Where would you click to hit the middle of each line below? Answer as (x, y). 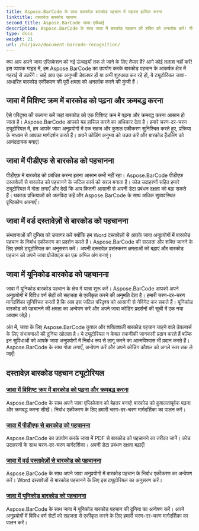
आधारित (14, 81)
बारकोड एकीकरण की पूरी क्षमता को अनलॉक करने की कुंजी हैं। (81, 81)
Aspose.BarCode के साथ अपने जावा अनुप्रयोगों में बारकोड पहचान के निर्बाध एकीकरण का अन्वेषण (99, 473)
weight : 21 (20, 39)
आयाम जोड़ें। (18, 315)
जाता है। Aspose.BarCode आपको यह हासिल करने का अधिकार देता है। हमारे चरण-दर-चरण (97, 122)
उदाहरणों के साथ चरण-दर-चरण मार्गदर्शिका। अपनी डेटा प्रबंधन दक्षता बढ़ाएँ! (76, 445)
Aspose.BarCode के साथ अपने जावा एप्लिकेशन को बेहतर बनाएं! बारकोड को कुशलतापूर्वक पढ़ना (98, 403)
